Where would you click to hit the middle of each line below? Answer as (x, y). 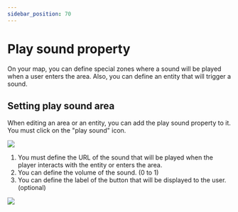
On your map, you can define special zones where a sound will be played (114, 69)
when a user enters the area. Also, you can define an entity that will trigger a (119, 76)
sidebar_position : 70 (39, 14)
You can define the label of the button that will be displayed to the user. (122, 180)
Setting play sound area (61, 106)
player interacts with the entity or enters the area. (90, 165)
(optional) (32, 188)
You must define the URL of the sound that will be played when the (115, 157)
